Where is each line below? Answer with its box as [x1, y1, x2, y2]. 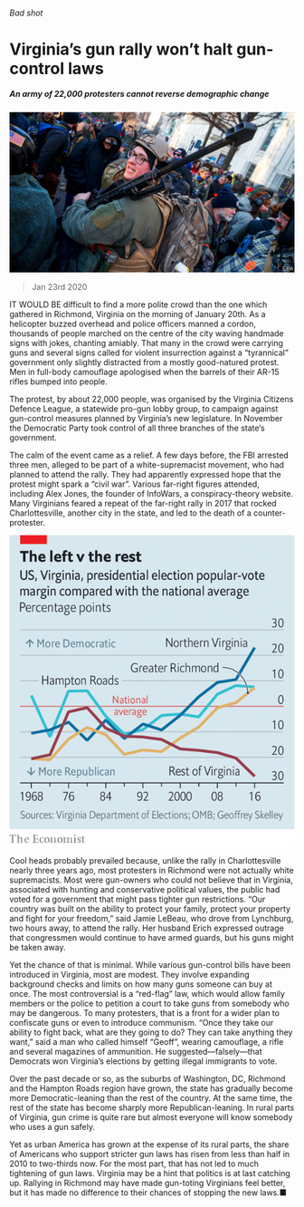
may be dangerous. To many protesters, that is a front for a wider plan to [9, 1008, 280, 1019]
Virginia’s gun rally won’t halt [9, 39, 233, 59]
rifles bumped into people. [9, 376, 108, 387]
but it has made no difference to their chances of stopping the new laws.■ [9, 1187, 288, 1198]
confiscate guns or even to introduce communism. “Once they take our [9, 1018, 274, 1028]
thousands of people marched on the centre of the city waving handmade [9, 328, 285, 339]
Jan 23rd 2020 [31, 282, 88, 293]
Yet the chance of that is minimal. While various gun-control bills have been [9, 960, 291, 970]
